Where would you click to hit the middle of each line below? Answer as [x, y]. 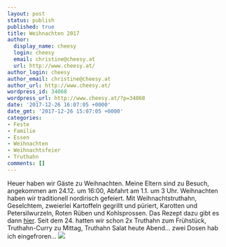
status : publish [31, 20]
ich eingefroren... [32, 236]
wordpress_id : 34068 [37, 92]
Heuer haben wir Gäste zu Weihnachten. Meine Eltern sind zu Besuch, [108, 183]
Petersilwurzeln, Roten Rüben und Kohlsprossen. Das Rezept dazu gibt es [113, 213]
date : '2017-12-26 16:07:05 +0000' [59, 105]
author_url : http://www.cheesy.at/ [59, 85]
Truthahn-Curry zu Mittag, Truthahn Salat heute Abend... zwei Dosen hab [113, 227]
